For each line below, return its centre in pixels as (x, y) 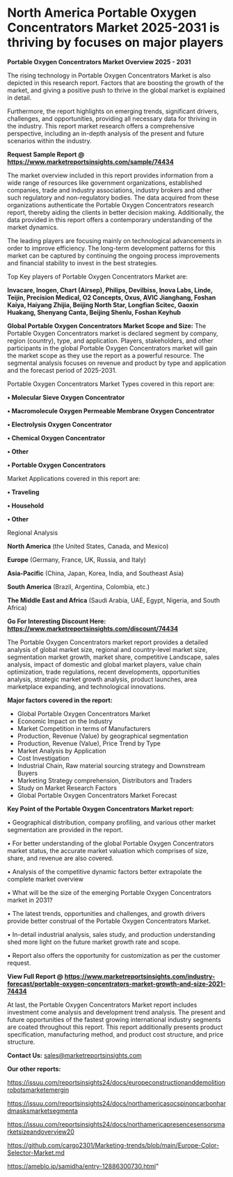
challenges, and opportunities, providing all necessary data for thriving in (112, 118)
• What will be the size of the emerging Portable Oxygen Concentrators (110, 892)
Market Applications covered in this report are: (74, 478)
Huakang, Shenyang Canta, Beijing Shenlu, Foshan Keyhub (94, 312)
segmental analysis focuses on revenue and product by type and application (116, 363)
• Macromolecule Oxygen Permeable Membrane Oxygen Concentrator (111, 410)
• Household (25, 505)
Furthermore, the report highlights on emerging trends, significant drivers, (113, 111)
